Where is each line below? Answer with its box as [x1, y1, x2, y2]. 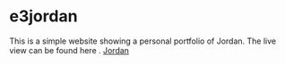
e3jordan [9, 6, 78, 27]
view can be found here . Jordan [9, 44, 130, 55]
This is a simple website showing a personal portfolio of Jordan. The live [9, 36, 276, 46]
